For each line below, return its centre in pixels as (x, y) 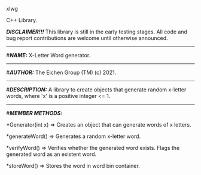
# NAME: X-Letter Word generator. (48, 55)
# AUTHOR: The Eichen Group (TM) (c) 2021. (61, 72)
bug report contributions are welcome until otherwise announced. (87, 38)
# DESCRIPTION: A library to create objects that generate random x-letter (96, 90)
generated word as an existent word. (51, 154)
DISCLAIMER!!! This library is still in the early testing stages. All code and (97, 32)
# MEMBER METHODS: (34, 113)
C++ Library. (22, 20)
